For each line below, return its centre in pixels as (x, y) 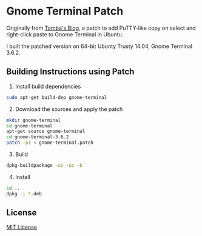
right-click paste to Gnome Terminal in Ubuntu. (65, 34)
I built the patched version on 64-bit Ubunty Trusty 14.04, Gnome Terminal (99, 46)
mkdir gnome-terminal (34, 120)
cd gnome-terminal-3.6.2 (38, 137)
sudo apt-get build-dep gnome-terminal (57, 97)
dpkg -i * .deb (24, 194)
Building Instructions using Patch (70, 72)
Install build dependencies (48, 86)
